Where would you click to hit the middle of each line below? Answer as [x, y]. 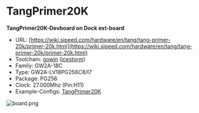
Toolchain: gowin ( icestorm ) [50, 59]
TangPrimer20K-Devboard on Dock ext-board [65, 28]
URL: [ [23, 39]
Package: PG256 [36, 78]
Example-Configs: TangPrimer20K [58, 91]
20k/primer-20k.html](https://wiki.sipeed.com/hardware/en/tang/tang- [104, 46]
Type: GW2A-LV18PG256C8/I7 [54, 72]
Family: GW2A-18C [39, 66]
